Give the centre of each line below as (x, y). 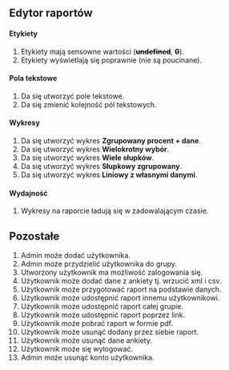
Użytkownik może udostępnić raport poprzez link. (103, 315)
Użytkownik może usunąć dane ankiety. (86, 340)
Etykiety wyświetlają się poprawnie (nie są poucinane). (111, 60)
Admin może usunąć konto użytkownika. (87, 358)
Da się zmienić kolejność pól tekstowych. (88, 104)
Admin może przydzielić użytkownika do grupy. (99, 264)
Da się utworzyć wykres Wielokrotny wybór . (95, 149)
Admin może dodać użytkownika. (76, 255)
